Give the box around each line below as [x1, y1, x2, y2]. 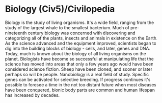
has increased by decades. [5, 92, 60, 98]
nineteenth [5, 30, 27, 36]
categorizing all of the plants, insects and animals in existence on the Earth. [5, 35, 158, 41]
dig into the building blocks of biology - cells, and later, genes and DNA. [5, 45, 151, 51]
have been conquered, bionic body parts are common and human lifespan [5, 87, 155, 93]
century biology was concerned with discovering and [27, 30, 136, 36]
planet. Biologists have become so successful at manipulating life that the [5, 56, 154, 62]
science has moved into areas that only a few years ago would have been [5, 61, 154, 67]
